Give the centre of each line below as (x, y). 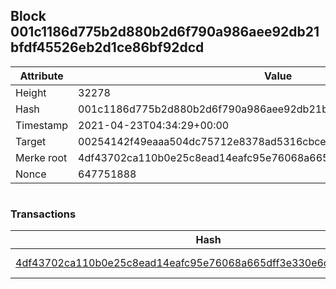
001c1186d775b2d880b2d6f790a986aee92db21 (165, 32)
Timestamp (42, 125)
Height (31, 92)
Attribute (41, 76)
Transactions (43, 214)
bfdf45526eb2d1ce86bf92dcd (107, 47)
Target (31, 141)
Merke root (41, 157)
